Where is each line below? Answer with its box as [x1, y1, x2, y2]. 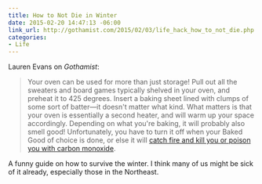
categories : [8, 33, 47, 41]
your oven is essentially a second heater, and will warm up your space [27, 110, 255, 120]
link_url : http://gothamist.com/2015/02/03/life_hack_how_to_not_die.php [8, 26, 255, 34]
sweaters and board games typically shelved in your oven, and [27, 85, 230, 95]
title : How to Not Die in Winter [8, 11, 118, 20]
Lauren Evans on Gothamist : [8, 62, 100, 71]
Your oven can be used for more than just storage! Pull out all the [27, 78, 238, 87]
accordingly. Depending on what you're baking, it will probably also [27, 119, 246, 128]
